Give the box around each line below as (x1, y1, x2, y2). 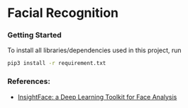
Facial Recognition (7, 5, 119, 21)
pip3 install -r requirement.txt (7, 60, 106, 67)
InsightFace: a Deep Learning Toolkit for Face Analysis (17, 92, 177, 101)
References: (7, 76, 51, 86)
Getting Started (7, 30, 62, 40)
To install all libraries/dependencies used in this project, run (7, 46, 182, 54)
